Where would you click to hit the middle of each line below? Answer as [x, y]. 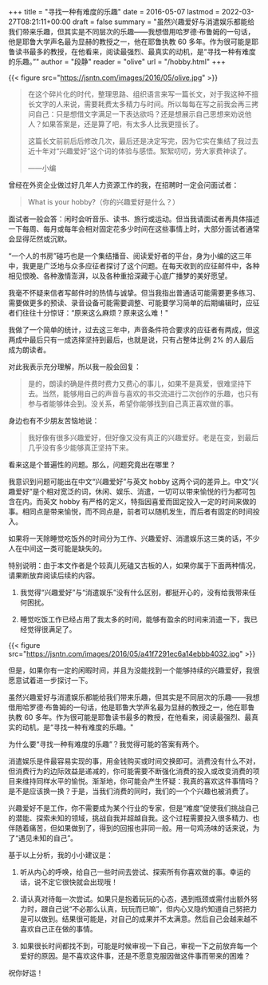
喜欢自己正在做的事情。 [58, 929]
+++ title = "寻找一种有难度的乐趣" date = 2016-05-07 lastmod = [114, 12]
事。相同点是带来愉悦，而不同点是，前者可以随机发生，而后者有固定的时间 [130, 511]
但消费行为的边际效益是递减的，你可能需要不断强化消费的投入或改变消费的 [130, 771]
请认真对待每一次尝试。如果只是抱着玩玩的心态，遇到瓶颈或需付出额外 [135, 899]
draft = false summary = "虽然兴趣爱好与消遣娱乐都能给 [164, 22]
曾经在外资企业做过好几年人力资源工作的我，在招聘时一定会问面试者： [124, 185]
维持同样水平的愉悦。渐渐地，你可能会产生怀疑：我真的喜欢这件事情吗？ [141, 781]
